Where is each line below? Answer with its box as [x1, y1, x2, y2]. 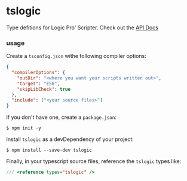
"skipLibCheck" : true [17, 86, 70, 92]
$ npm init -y [6, 125, 42, 131]
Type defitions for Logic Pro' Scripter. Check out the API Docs [6, 24, 158, 31]
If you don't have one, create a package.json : [6, 113, 117, 121]
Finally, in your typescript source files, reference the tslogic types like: [6, 158, 182, 165]
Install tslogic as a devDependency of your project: [6, 136, 134, 143]
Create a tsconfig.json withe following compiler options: [6, 53, 146, 60]
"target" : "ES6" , [17, 81, 60, 87]
